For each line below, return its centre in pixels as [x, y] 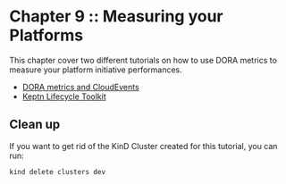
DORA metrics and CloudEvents [81, 87]
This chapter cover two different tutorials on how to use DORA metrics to [143, 60]
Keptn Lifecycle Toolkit [64, 96]
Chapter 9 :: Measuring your [116, 17]
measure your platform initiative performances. [96, 70]
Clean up [35, 125]
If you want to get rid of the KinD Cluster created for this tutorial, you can [143, 146]
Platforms [46, 35]
